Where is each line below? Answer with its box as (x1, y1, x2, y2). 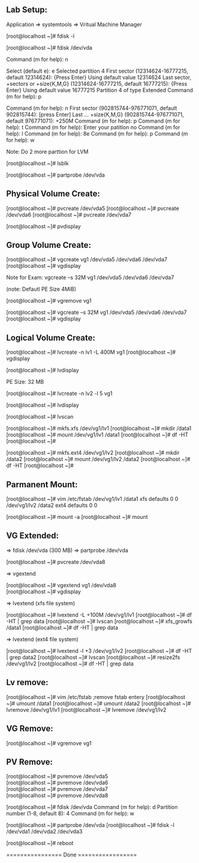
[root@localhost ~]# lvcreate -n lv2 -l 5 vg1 (6, 390, 113, 397)
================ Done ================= (6, 851, 137, 858)
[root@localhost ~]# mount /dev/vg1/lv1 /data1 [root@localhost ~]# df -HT (6, 431, 189, 438)
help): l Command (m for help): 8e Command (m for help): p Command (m (6, 130, 188, 137)
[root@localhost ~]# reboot (6, 840, 74, 847)
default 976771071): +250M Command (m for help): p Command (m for (6, 117, 180, 124)
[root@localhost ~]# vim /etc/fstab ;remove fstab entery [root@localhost (6, 693, 186, 700)
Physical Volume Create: (6, 189, 101, 199)
